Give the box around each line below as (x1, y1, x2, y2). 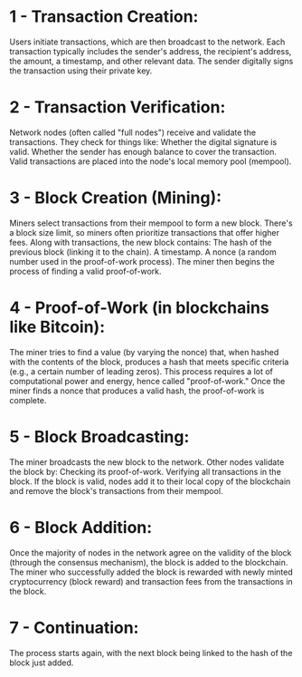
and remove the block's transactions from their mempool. (9, 485, 223, 496)
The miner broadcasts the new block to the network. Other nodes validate (9, 456, 285, 468)
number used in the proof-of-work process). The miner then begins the (9, 256, 275, 266)
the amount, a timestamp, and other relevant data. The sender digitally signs (9, 55, 294, 66)
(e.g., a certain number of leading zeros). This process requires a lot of (9, 365, 274, 377)
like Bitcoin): (9, 317, 106, 337)
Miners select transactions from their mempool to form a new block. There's (9, 218, 293, 228)
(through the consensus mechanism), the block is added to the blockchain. (9, 556, 288, 567)
